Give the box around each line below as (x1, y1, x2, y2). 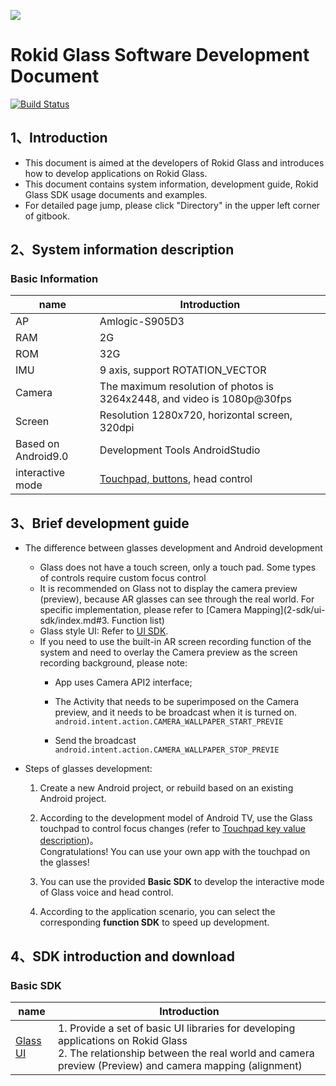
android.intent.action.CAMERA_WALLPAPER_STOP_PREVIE (54, 745, 280, 755)
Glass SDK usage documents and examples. (24, 188, 208, 200)
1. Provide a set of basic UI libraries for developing (57, 1021, 296, 1035)
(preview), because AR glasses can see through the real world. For (39, 593, 315, 605)
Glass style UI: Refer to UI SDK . (39, 625, 169, 637)
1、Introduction (10, 130, 108, 147)
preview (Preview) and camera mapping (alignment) (57, 1058, 303, 1072)
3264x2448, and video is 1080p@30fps (99, 392, 292, 406)
